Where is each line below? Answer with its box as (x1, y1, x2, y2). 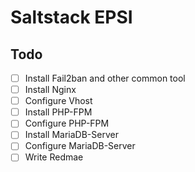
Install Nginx (24, 84, 77, 96)
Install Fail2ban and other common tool (24, 72, 186, 84)
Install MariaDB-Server (24, 129, 119, 141)
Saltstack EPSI (10, 6, 133, 29)
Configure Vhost (24, 95, 93, 107)
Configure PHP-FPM (24, 117, 110, 130)
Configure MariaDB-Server (24, 140, 136, 152)
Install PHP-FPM (24, 106, 93, 118)
